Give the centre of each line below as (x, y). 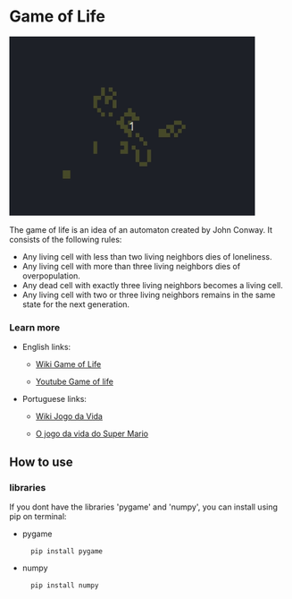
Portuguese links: (54, 399)
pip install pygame (67, 551)
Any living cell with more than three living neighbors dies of (131, 266)
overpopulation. (51, 276)
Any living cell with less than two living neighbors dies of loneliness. (147, 256)
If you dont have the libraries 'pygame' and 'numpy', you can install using (144, 507)
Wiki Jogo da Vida (69, 416)
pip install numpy (65, 585)
